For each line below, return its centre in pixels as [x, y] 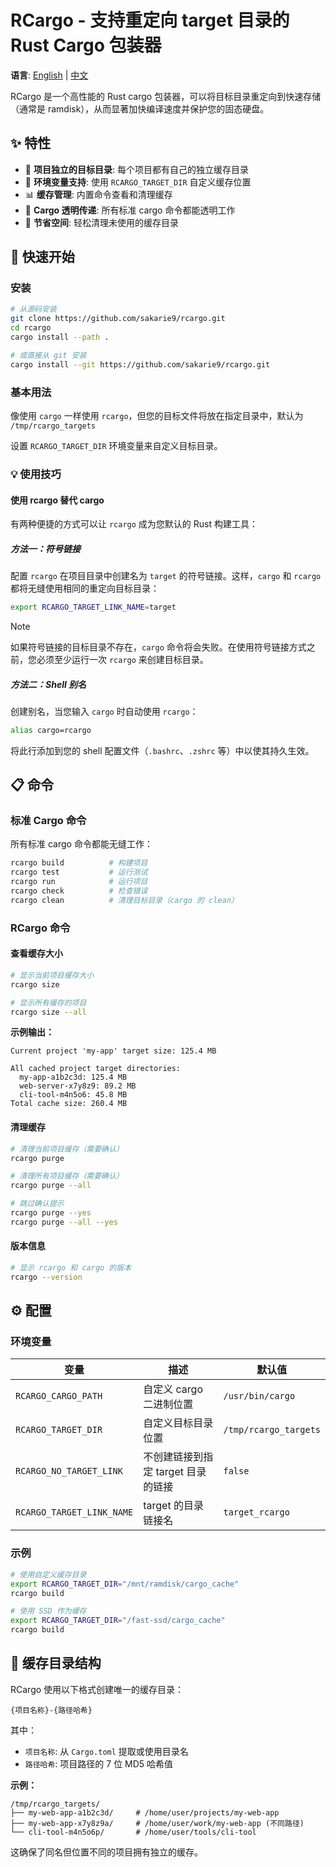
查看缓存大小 [36, 953]
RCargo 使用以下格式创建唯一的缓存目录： [97, 1689]
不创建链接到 [173, 1457]
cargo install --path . [60, 337]
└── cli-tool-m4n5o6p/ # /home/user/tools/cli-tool [133, 1832]
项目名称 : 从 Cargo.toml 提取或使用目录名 [106, 1751]
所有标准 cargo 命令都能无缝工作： [81, 844]
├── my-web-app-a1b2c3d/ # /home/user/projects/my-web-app [145, 1812]
